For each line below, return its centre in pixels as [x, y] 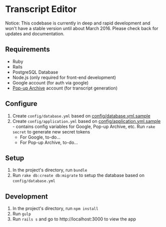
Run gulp [21, 214]
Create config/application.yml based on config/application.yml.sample [86, 121]
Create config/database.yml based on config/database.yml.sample [81, 115]
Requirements [27, 49]
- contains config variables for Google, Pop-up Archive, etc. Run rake [84, 126]
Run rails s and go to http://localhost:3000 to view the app [74, 219]
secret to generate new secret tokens [51, 131]
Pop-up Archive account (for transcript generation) [65, 88]
